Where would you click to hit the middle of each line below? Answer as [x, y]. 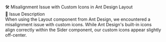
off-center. [16, 35]
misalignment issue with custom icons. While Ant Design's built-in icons [79, 24]
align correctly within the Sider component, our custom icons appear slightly [83, 30]
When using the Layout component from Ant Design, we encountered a [78, 19]
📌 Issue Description [25, 14]
